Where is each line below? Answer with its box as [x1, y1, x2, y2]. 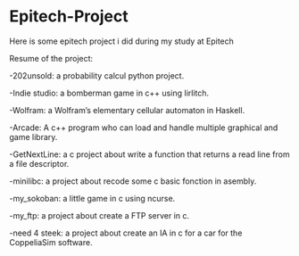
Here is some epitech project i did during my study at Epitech [9, 36, 235, 46]
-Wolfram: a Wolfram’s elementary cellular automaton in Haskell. [9, 104, 245, 115]
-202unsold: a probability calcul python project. [9, 70, 185, 81]
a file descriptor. [9, 158, 70, 169]
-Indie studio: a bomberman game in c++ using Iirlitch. [9, 87, 210, 98]
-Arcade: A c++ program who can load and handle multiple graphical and [9, 122, 278, 133]
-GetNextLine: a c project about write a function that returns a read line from [9, 149, 290, 160]
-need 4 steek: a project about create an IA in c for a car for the [9, 227, 243, 238]
